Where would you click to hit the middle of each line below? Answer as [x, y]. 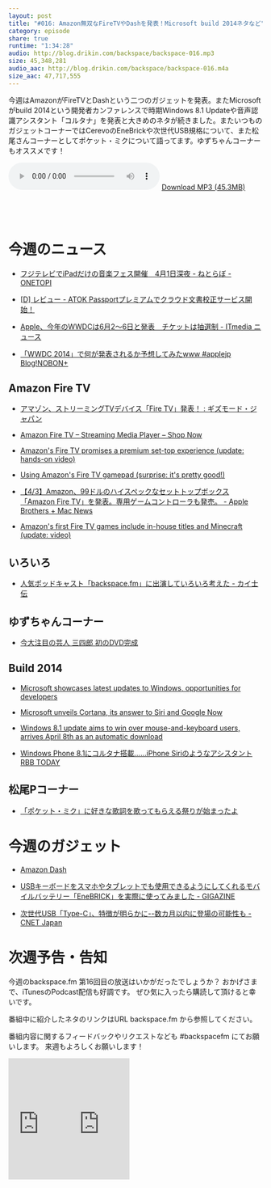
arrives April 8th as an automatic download [91, 736]
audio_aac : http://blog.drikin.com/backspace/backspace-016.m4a [119, 69]
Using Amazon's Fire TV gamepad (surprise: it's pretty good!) [123, 475]
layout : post [30, 16]
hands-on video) [48, 459]
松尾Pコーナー [44, 790]
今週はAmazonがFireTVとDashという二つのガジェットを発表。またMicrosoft [135, 100]
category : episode [39, 31]
